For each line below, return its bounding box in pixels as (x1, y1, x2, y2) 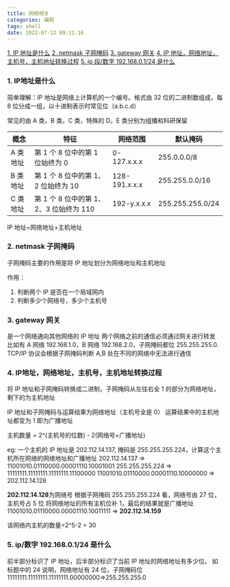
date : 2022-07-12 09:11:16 (7, 29, 84, 36)
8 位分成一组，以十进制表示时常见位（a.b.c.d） (7, 101, 140, 110)
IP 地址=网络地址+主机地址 (7, 223, 83, 231)
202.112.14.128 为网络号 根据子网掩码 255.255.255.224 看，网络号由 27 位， (7, 491, 220, 499)
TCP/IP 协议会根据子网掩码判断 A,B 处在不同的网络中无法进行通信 (7, 349, 192, 357)
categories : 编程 (7, 16, 55, 23)
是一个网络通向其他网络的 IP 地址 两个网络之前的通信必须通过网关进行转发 (7, 332, 216, 340)
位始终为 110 (51, 204, 95, 213)
